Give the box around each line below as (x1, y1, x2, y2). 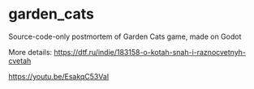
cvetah (8, 56, 32, 66)
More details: (8, 47, 53, 57)
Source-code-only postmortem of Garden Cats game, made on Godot (8, 32, 242, 41)
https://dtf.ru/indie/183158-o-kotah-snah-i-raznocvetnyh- (54, 47, 246, 57)
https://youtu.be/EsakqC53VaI (8, 71, 110, 81)
